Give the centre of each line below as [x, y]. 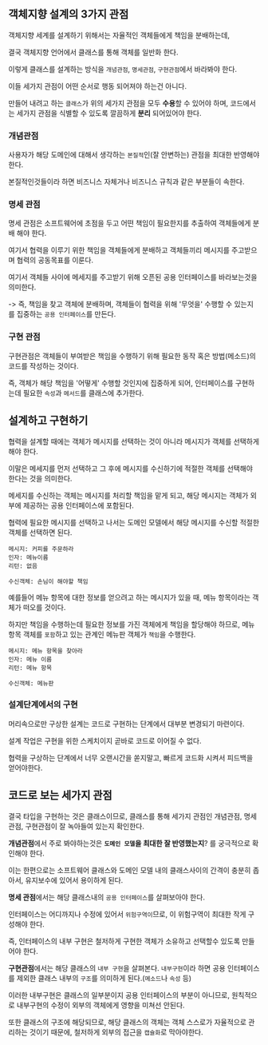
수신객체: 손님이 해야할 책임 [48, 581]
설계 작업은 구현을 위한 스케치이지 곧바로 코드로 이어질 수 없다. [105, 740]
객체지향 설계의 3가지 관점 [69, 14]
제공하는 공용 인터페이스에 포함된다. [78, 505]
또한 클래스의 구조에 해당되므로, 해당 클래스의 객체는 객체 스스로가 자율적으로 [128, 1022]
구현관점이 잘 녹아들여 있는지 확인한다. [85, 826]
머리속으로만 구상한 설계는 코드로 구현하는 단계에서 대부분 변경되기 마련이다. [126, 724]
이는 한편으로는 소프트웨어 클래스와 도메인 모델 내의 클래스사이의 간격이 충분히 [130, 870]
